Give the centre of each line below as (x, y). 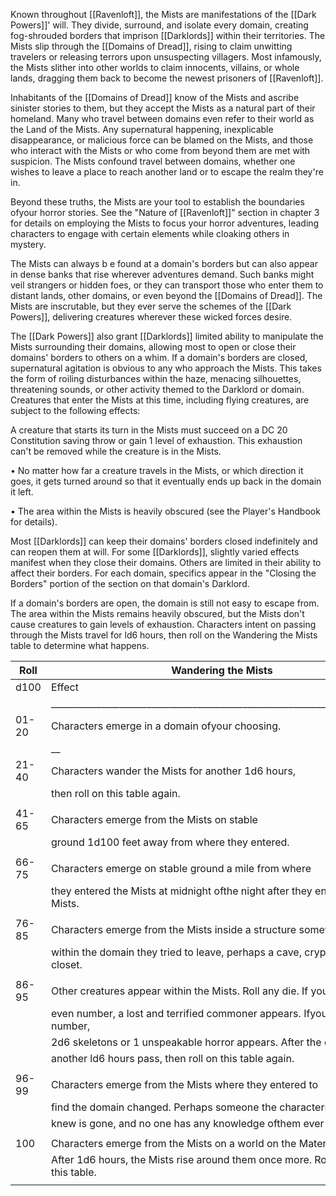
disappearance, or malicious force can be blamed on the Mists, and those (162, 140)
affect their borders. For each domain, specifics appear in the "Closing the (163, 573)
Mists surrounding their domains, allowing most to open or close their (153, 347)
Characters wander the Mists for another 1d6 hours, (173, 771)
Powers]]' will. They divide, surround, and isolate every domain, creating (159, 25)
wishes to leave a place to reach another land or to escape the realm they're (167, 172)
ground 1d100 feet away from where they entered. (170, 842)
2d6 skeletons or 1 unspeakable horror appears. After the (186, 1042)
